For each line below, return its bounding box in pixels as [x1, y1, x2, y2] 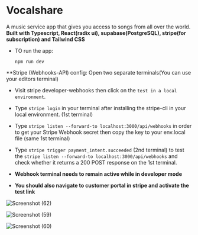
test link [14, 188, 35, 195]
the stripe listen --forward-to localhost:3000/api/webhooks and [14, 152, 178, 160]
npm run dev [14, 59, 44, 65]
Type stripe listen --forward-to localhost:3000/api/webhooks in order [14, 122, 192, 129]
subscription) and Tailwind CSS [6, 36, 85, 43]
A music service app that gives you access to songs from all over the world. [6, 23, 191, 30]
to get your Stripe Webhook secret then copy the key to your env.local [14, 128, 186, 136]
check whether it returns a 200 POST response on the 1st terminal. [14, 159, 177, 166]
